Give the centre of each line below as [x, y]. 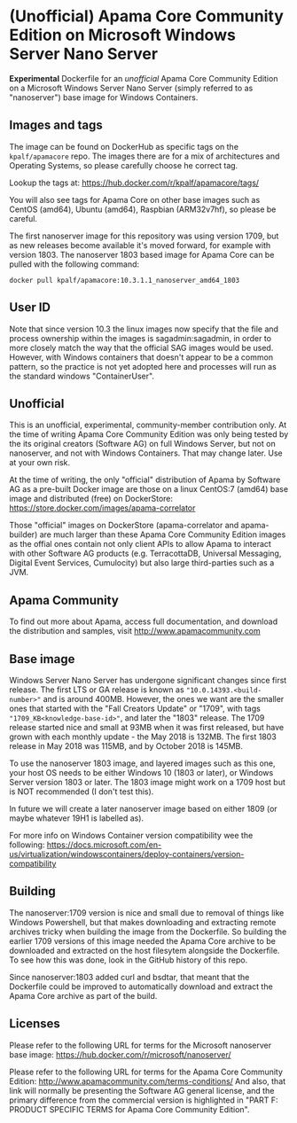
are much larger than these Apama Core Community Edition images [163, 534]
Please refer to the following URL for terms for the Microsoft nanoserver [141, 1045]
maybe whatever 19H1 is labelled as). [77, 818]
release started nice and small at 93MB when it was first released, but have [147, 727]
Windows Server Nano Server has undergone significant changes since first [148, 680]
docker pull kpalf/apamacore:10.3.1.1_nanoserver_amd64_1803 [125, 280]
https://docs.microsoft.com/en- [104, 845]
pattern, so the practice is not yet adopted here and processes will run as [143, 366]
